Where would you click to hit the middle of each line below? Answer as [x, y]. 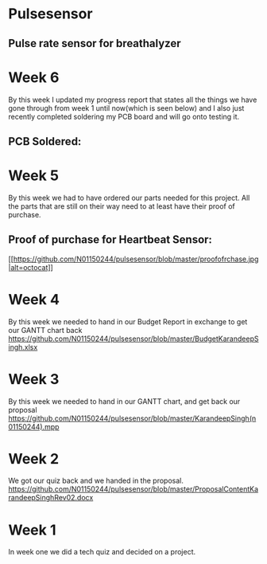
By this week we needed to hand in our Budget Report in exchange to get [128, 321]
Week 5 [34, 176]
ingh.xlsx [23, 347]
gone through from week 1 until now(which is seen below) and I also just [126, 108]
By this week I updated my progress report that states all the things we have [133, 100]
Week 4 [34, 299]
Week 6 [34, 77]
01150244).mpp [34, 426]
